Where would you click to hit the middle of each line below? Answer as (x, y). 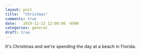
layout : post (19, 10)
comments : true (21, 19)
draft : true (17, 32)
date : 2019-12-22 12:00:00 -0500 (42, 23)
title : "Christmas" (27, 14)
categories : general (27, 28)
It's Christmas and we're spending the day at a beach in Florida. (71, 46)
